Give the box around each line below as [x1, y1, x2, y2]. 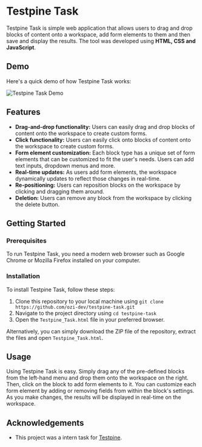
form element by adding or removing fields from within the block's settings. [6, 387, 195, 395]
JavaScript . [6, 44, 36, 51]
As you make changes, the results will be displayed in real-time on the [6, 393, 181, 401]
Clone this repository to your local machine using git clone [15, 297, 164, 305]
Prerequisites [6, 236, 47, 244]
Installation [6, 272, 41, 280]
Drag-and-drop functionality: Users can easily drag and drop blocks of [15, 123, 195, 130]
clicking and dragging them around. [15, 187, 104, 195]
